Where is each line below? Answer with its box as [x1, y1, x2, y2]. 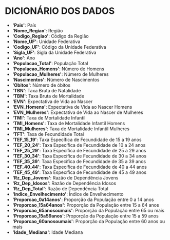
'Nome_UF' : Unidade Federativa [12, 38, 81, 45]
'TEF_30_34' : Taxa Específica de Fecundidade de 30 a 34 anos [12, 153, 147, 159]
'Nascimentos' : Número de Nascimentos [12, 76, 100, 83]
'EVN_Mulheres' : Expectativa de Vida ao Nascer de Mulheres [12, 109, 143, 115]
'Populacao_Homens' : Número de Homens [12, 66, 105, 72]
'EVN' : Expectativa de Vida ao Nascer [12, 98, 93, 105]
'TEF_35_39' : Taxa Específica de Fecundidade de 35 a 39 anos [12, 158, 146, 164]
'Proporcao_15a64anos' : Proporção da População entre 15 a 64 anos [12, 202, 160, 208]
